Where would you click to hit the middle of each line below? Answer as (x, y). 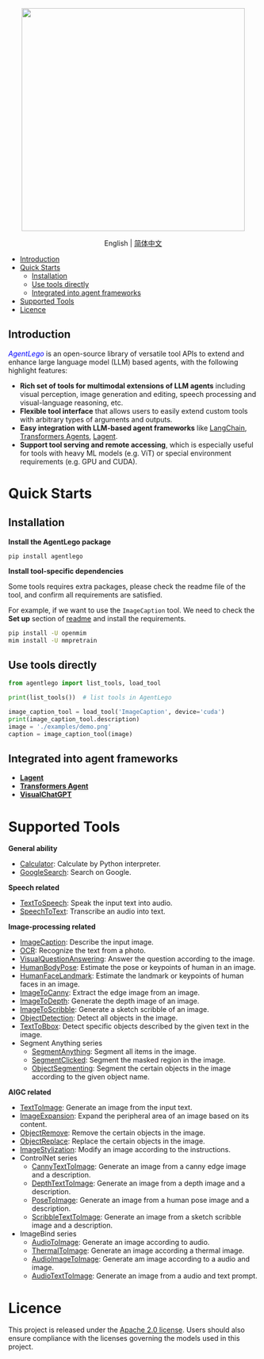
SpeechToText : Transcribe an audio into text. (92, 911)
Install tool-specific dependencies (66, 571)
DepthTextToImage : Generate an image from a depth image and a (138, 1183)
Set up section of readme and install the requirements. (97, 618)
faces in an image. (50, 984)
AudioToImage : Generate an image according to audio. (121, 1243)
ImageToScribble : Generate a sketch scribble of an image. (114, 1010)
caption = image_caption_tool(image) (71, 734)
